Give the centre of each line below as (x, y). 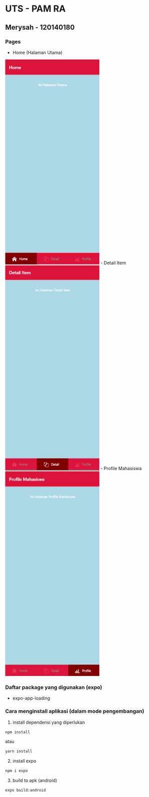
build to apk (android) (35, 780)
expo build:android (26, 790)
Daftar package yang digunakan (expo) (54, 687)
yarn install (19, 751)
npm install (18, 732)
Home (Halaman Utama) (37, 52)
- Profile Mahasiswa (121, 469)
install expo (24, 761)
